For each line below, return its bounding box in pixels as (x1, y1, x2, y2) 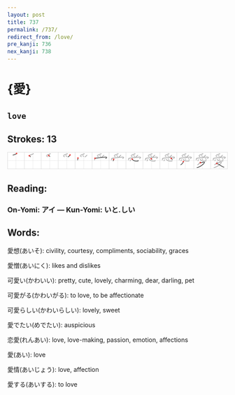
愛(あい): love (7, 350, 46, 359)
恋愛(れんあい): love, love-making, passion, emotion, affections (7, 336, 189, 344)
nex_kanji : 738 (7, 48, 52, 55)
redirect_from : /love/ (7, 34, 73, 41)
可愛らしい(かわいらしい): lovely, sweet (7, 306, 120, 314)
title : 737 (7, 18, 39, 26)
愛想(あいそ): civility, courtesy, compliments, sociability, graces (7, 246, 189, 254)
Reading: (7, 182, 48, 195)
